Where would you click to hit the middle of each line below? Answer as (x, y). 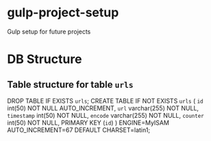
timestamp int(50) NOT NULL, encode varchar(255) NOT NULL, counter (105, 115)
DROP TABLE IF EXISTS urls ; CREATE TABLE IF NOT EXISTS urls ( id (105, 101)
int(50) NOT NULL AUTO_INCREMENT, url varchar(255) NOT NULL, (103, 108)
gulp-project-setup (63, 13)
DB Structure (45, 59)
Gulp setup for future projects (49, 31)
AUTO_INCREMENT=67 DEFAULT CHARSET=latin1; (79, 130)
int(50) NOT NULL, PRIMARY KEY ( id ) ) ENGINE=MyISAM (88, 123)
